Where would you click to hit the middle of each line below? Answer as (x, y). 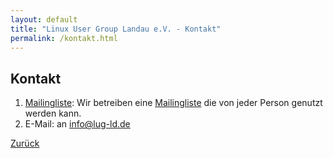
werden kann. (53, 113)
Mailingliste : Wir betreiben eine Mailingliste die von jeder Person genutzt (173, 103)
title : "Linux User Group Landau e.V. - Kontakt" (116, 29)
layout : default (44, 19)
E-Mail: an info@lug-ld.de (77, 124)
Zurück (25, 143)
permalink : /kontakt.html (64, 38)
